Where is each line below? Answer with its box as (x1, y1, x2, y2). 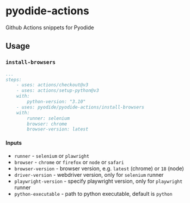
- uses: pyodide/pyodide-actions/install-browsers (16, 104, 145, 110)
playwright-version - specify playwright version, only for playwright (14, 177, 183, 185)
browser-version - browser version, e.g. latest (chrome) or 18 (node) (14, 165, 184, 172)
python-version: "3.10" (27, 99, 86, 105)
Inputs (5, 139, 22, 146)
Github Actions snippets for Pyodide (5, 24, 95, 31)
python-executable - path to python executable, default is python (14, 190, 173, 198)
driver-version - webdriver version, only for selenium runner (14, 171, 164, 179)
